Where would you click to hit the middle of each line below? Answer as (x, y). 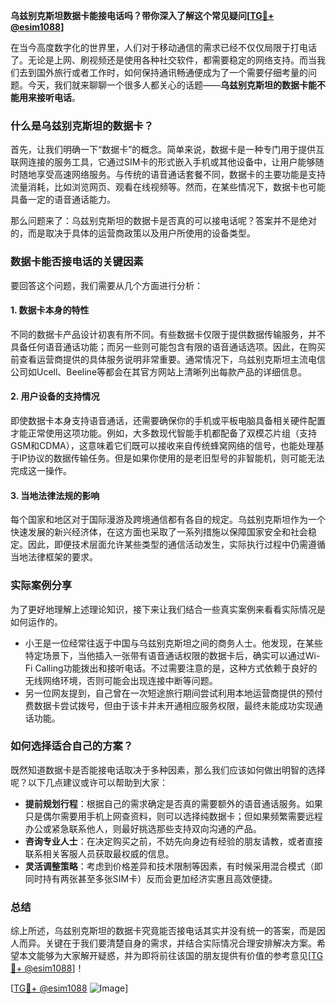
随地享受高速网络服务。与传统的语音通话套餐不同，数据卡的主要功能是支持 (172, 175)
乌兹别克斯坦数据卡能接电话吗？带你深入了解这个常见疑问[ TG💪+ (142, 15)
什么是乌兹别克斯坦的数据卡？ (82, 126)
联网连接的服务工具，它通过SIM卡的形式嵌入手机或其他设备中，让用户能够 (163, 162)
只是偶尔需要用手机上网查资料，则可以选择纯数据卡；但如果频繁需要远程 (173, 816)
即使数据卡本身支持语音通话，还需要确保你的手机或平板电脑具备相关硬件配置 (168, 420)
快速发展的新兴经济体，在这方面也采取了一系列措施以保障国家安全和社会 (159, 532)
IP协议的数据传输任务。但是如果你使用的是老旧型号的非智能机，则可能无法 (171, 458)
